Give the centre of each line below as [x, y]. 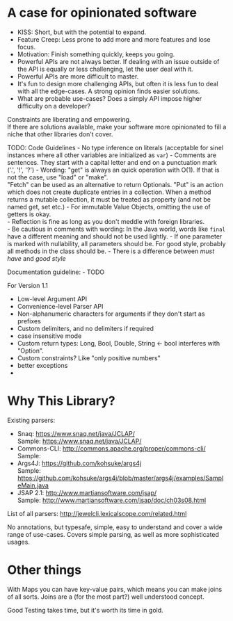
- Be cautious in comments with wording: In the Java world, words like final [116, 229]
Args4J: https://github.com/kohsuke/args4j [79, 463]
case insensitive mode [49, 336]
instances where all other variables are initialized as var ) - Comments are [112, 155]
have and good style [37, 258]
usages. [18, 542]
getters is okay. [29, 214]
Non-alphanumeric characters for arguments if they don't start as [111, 314]
